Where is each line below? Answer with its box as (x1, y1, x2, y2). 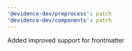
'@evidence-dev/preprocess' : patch (7, 10, 112, 17)
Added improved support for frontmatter (7, 36, 125, 44)
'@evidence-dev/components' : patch (7, 17, 112, 24)
